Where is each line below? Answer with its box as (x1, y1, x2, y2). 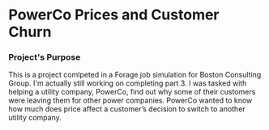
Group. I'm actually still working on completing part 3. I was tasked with (8, 78, 247, 88)
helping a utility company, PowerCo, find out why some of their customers (8, 87, 256, 97)
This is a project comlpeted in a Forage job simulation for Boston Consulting (8, 70, 262, 80)
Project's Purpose (8, 52, 81, 63)
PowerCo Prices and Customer (8, 6, 220, 24)
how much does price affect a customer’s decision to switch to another (8, 104, 246, 114)
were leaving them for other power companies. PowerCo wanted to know (8, 95, 253, 106)
